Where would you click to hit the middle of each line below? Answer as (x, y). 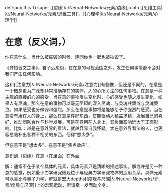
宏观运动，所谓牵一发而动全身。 (78, 185)
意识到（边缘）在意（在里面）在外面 (42, 156)
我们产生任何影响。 (25, 74)
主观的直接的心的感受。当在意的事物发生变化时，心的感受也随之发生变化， (82, 97)
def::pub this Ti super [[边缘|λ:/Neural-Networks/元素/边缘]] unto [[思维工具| (84, 8)
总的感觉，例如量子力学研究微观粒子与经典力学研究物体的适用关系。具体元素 (84, 172)
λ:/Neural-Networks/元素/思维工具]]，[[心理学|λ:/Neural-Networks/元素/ (80, 14)
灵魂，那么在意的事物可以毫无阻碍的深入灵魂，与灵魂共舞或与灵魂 (86, 103)
